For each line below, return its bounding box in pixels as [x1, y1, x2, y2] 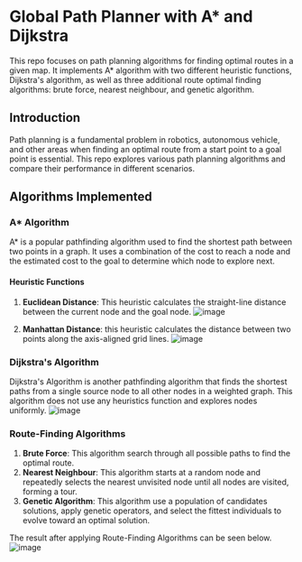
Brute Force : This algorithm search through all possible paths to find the [22, 448, 291, 459]
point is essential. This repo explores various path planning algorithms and [9, 153, 286, 164]
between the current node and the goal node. [22, 306, 192, 317]
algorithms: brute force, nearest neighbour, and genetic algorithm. [9, 84, 255, 95]
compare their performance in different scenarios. [9, 162, 196, 173]
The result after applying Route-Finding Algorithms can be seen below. [9, 532, 272, 543]
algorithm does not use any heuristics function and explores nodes [9, 395, 258, 406]
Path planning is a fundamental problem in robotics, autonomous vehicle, [9, 134, 280, 145]
